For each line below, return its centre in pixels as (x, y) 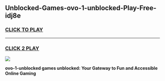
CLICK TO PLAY (24, 30)
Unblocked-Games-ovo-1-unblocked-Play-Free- (81, 8)
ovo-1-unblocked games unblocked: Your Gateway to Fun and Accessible (82, 68)
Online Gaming (21, 73)
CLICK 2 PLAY (22, 48)
